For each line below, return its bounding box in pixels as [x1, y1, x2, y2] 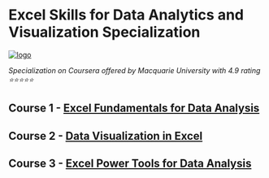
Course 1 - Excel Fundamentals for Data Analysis [8, 102, 260, 115]
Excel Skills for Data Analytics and [8, 6, 244, 24]
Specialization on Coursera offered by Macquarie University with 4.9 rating [8, 65, 261, 75]
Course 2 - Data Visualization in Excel [8, 128, 203, 143]
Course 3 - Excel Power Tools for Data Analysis [8, 157, 252, 171]
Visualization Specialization [8, 23, 201, 41]
